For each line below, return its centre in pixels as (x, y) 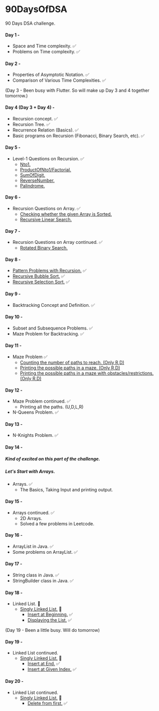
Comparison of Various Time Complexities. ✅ (59, 80)
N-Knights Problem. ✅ (35, 435)
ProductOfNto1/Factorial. (45, 169)
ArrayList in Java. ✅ (33, 546)
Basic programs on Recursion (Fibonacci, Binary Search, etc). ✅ (78, 136)
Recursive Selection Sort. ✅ (41, 282)
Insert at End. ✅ (44, 664)
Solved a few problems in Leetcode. (57, 524)
